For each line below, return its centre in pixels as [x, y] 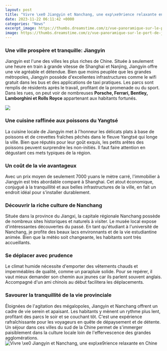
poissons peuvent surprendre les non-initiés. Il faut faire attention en [75, 147]
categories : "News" [25, 24]
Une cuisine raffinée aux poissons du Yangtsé [62, 121]
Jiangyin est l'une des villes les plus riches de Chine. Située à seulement [80, 61]
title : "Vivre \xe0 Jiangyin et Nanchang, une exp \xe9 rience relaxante [81, 14]
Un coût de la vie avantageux [41, 166]
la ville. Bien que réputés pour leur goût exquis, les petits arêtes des [75, 142]
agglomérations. [22, 338]
